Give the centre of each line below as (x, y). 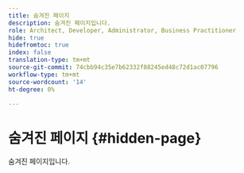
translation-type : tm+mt (49, 60)
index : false (30, 52)
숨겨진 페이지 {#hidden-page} (105, 138)
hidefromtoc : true (39, 45)
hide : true (26, 38)
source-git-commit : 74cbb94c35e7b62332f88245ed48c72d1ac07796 (113, 67)
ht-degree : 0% (32, 89)
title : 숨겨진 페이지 (39, 15)
